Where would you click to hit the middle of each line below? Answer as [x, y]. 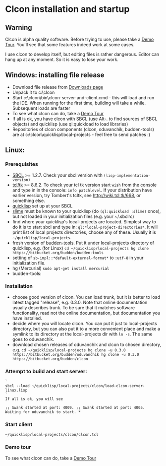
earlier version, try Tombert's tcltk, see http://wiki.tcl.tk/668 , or [77, 195]
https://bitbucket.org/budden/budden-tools [58, 253]
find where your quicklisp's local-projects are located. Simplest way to [84, 221]
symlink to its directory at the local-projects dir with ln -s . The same [82, 334]
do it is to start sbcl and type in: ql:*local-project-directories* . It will [85, 227]
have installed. [27, 318]
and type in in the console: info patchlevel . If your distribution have [82, 190]
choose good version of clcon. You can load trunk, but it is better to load [86, 297]
